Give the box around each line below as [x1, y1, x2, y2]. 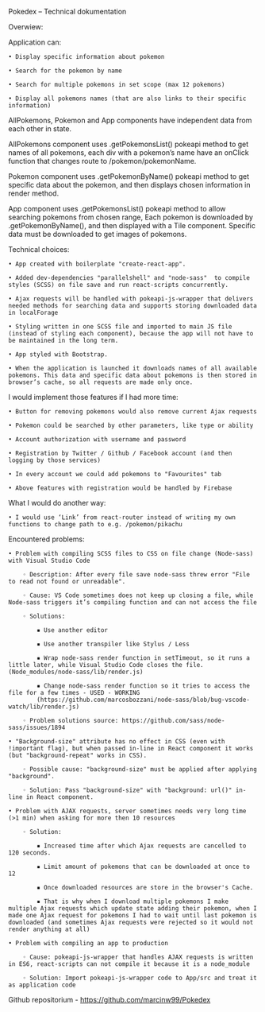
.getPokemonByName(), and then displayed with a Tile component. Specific [8, 221, 256, 230]
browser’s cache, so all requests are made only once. [8, 378, 194, 386]
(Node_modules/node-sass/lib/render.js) [8, 668, 144, 676]
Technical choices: [8, 245, 70, 254]
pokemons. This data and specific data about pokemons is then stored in [8, 371, 258, 379]
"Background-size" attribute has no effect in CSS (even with [15, 738, 225, 746]
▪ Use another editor [36, 626, 109, 634]
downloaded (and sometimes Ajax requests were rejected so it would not [8, 918, 254, 926]
